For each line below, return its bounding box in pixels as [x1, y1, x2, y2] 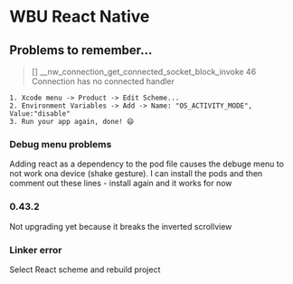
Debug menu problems [9, 137, 112, 150]
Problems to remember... [9, 43, 153, 58]
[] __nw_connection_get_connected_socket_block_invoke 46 [31, 66, 257, 77]
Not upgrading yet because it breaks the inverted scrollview [9, 221, 232, 232]
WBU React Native [9, 6, 150, 27]
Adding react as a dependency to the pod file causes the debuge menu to [9, 158, 285, 169]
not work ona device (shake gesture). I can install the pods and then [9, 168, 263, 179]
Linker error [9, 243, 62, 256]
